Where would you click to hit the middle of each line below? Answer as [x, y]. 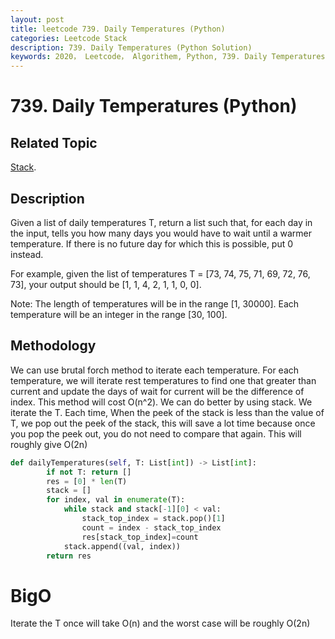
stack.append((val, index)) [122, 546]
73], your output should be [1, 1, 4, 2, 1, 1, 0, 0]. [106, 284]
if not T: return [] [89, 472]
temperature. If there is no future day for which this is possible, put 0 [152, 243]
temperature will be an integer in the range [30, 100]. [119, 314]
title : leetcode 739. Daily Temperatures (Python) [118, 29]
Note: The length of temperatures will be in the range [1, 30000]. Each [155, 303]
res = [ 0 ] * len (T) [87, 481]
